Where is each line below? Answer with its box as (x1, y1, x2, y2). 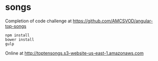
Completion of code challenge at (5, 18, 72, 24)
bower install (5, 37, 35, 42)
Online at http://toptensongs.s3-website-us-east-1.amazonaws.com (5, 50, 144, 56)
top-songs (5, 23, 26, 29)
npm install (5, 33, 30, 38)
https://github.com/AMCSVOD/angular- (72, 18, 153, 24)
